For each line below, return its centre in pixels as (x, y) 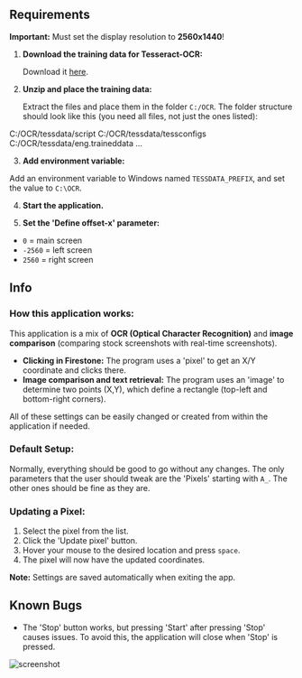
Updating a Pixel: (47, 511)
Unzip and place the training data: (87, 88)
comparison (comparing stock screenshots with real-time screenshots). (143, 343)
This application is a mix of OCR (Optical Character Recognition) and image (151, 333)
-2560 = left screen (57, 250)
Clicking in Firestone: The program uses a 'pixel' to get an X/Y (139, 360)
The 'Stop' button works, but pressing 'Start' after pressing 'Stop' (144, 627)
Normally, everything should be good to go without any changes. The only (147, 469)
